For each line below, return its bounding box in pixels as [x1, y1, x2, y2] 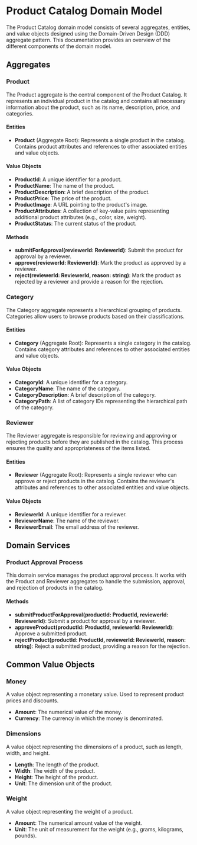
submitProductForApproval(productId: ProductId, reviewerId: [14, 611, 169, 618]
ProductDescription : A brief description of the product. [14, 188, 150, 196]
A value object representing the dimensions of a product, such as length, [6, 743, 183, 750]
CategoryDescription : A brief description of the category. [14, 391, 156, 398]
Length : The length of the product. [14, 761, 100, 768]
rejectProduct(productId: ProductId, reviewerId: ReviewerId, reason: [14, 636, 186, 643]
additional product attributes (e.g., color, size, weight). [14, 214, 147, 221]
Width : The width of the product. [14, 767, 96, 774]
